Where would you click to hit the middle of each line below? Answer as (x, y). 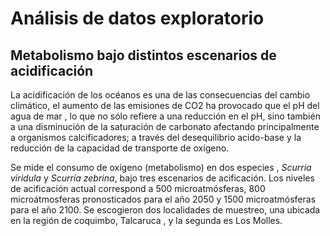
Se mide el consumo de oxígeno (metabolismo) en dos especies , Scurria (161, 167)
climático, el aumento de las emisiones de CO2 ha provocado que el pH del (165, 105)
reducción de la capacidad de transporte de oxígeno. (120, 148)
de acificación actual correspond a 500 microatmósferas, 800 (138, 188)
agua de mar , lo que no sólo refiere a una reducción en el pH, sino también (165, 116)
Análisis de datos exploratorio (137, 18)
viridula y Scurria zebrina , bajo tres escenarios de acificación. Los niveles (162, 178)
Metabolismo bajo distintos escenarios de (143, 55)
